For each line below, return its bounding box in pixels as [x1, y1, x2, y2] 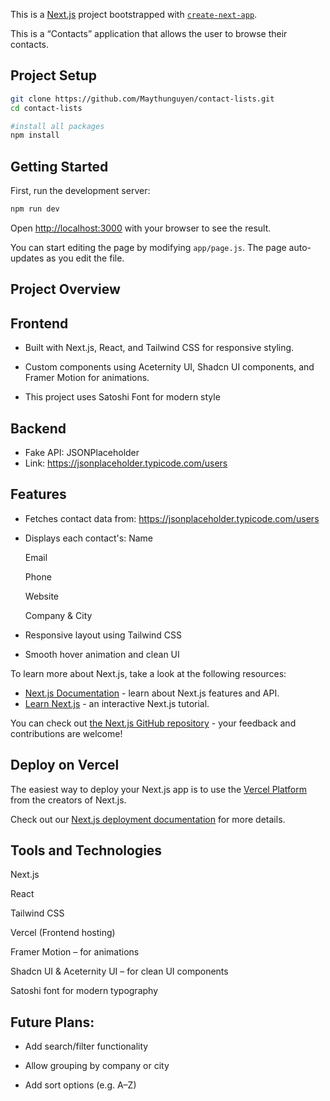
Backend [10, 420, 67, 437]
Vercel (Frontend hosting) [10, 927, 116, 939]
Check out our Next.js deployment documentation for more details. [10, 813, 286, 825]
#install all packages [10, 121, 105, 131]
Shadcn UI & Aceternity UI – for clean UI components [10, 965, 229, 978]
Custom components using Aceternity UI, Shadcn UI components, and [24, 361, 315, 373]
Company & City [24, 609, 93, 621]
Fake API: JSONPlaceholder [24, 447, 140, 459]
